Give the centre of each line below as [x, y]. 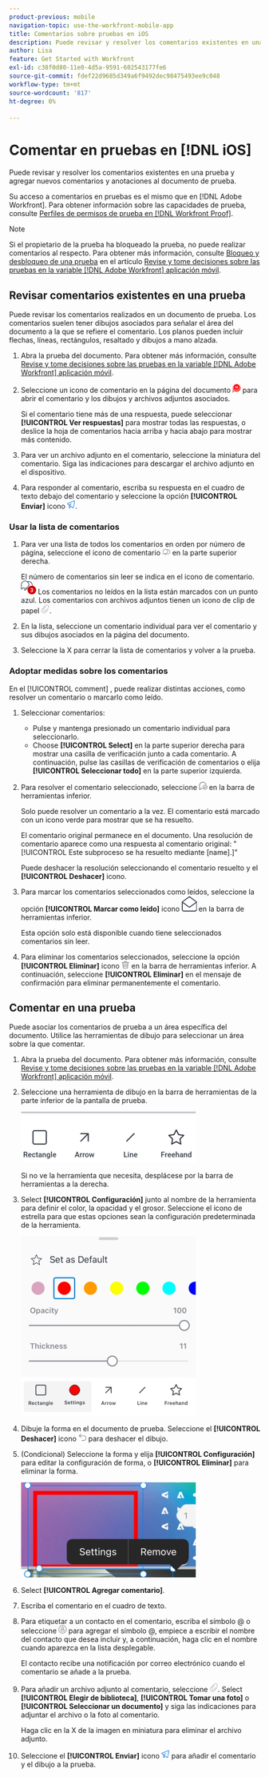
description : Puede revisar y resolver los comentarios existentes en [129, 42]
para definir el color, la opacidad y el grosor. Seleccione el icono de [131, 1208]
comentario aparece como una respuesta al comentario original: [126, 844]
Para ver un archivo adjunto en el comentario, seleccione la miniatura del [140, 455]
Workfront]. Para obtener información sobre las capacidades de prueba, [128, 205]
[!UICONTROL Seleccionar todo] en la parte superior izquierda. [137, 770]
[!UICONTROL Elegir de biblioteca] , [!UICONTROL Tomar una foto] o [135, 1698]
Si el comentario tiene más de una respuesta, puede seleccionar [126, 414]
